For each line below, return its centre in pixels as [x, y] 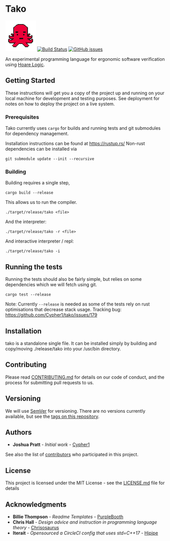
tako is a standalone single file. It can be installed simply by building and [81, 343]
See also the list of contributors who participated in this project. [72, 455]
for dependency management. [37, 134]
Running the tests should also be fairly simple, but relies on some [74, 279]
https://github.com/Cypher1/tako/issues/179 [51, 315]
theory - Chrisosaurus [36, 528]
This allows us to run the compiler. [41, 202]
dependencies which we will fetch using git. [51, 285]
